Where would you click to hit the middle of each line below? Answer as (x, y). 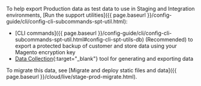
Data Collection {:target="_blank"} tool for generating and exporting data (104, 59)
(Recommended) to (169, 39)
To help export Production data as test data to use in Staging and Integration (100, 9)
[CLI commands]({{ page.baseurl (56, 33)
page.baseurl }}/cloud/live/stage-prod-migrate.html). (72, 77)
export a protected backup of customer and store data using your (96, 46)
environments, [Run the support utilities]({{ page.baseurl (76, 15)
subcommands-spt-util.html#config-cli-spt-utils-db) (79, 39)
